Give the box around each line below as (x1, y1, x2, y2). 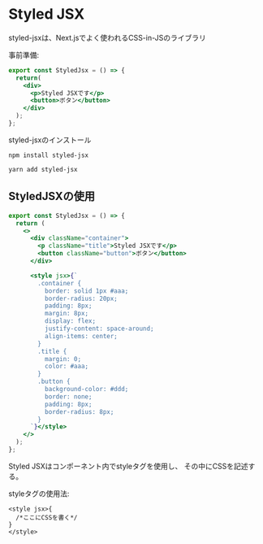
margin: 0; (44, 355, 82, 363)
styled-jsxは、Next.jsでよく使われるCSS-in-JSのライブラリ (8, 33, 207, 42)
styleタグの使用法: (8, 489, 70, 498)
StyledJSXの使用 (8, 189, 96, 203)
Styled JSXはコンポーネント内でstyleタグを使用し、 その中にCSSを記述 (8, 461, 249, 471)
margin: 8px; (44, 310, 89, 318)
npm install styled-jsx (8, 151, 89, 159)
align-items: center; (44, 332, 118, 340)
